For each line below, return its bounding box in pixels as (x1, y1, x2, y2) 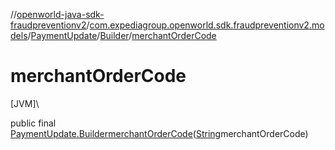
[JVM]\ (10, 97, 40, 109)
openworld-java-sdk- (16, 9, 105, 20)
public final (10, 117, 57, 129)
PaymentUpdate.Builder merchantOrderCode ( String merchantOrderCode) (10, 127, 309, 139)
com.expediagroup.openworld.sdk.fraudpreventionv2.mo (89, 19, 325, 31)
